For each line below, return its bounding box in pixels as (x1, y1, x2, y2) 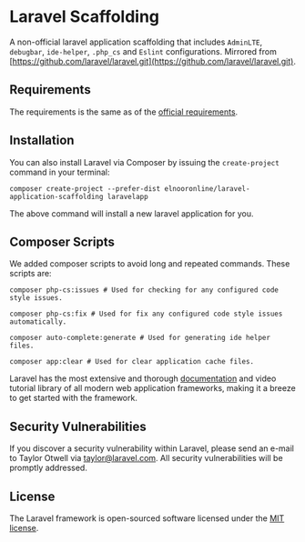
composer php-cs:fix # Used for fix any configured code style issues (9, 309, 283, 319)
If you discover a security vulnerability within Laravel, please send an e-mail (9, 443, 294, 454)
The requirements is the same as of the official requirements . (9, 106, 239, 117)
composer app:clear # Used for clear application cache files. (9, 357, 255, 366)
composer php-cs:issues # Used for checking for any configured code (9, 286, 280, 295)
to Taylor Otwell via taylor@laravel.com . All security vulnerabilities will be (9, 453, 284, 464)
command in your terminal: (9, 166, 110, 177)
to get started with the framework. (9, 393, 138, 404)
